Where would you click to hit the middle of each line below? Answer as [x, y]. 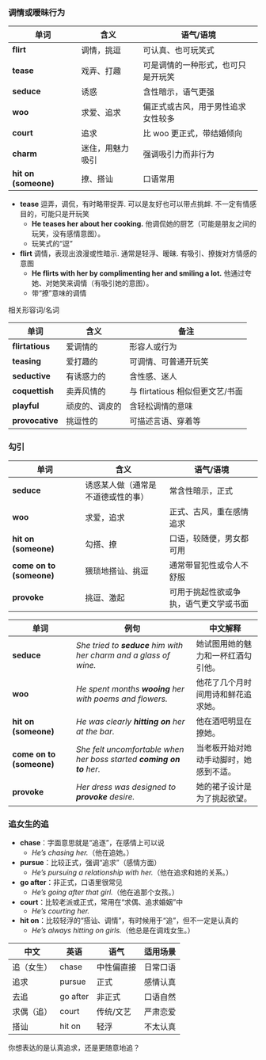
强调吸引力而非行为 [179, 154]
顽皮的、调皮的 [94, 406]
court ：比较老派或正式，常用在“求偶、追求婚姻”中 [101, 902]
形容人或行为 [153, 347]
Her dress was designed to [126, 787]
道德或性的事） [121, 497]
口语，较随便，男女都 [209, 538]
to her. [88, 768]
